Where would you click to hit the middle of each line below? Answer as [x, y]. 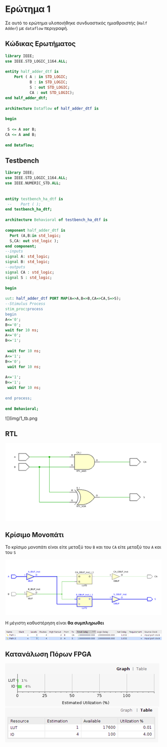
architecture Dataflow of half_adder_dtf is [52, 108]
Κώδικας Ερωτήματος [41, 44]
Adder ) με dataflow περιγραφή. [37, 28]
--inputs [14, 251]
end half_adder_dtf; [27, 98]
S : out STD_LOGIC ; [50, 88]
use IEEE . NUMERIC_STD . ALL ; [33, 183]
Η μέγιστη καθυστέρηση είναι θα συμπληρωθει [55, 623]
